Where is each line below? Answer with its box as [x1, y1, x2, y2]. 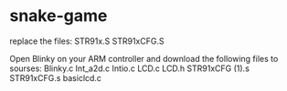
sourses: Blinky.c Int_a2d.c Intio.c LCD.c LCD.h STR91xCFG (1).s [9, 63, 250, 74]
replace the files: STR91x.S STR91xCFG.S [9, 35, 165, 46]
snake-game [9, 5, 108, 26]
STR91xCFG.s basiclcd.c [9, 72, 102, 83]
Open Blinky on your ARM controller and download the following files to [9, 53, 279, 64]
